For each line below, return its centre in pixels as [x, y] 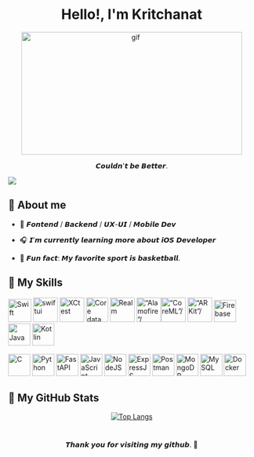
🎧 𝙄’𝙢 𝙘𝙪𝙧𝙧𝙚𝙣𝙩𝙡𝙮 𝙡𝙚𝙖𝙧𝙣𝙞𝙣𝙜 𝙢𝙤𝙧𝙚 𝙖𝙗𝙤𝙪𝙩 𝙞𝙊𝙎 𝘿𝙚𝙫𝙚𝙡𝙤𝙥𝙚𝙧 [118, 239]
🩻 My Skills [35, 283]
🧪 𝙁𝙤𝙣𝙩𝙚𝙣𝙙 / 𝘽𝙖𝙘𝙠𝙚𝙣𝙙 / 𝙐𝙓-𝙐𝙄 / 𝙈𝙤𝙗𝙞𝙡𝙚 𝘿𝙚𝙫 [98, 224]
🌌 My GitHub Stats [54, 398]
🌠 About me [37, 205]
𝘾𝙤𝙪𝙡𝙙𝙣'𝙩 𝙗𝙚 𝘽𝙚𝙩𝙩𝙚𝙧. [132, 166]
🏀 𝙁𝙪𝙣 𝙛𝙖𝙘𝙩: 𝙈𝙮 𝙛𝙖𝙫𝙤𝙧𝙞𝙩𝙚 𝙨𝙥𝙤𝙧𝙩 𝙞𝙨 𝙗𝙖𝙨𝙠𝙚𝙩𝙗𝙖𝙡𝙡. [100, 258]
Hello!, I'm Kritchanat [132, 15]
